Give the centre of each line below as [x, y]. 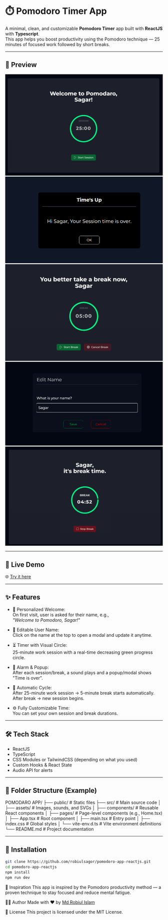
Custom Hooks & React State [42, 765]
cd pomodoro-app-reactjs [31, 867]
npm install [17, 872]
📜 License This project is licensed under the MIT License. [64, 912]
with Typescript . [22, 34]
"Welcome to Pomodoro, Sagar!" [46, 620]
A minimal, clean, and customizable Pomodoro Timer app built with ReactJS [84, 28]
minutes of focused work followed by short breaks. [57, 44]
